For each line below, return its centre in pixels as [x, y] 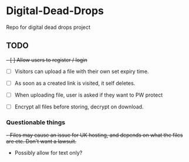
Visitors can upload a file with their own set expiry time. [82, 71]
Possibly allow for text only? [48, 153]
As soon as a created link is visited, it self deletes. [75, 83]
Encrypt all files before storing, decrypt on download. [79, 107]
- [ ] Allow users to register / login [47, 59]
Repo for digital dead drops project [48, 27]
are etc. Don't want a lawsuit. [41, 141]
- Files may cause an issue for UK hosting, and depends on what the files [95, 135]
